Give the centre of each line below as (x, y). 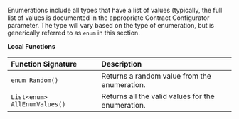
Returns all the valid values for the (158, 96)
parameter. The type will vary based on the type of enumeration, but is (111, 25)
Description (122, 64)
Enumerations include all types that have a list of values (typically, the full (115, 10)
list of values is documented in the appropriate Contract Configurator (108, 18)
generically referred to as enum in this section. (74, 33)
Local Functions (31, 46)
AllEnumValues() (38, 104)
